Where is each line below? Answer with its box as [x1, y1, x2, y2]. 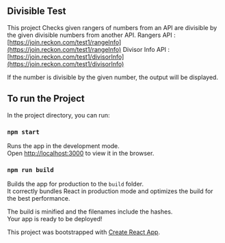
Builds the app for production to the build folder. [7, 180, 144, 188]
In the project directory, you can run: [7, 111, 110, 119]
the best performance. [7, 195, 70, 203]
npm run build [7, 166, 54, 173]
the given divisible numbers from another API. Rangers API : [7, 31, 176, 39]
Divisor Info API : [122, 45, 170, 53]
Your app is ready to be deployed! [7, 215, 103, 223]
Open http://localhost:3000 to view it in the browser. [7, 149, 155, 157]
